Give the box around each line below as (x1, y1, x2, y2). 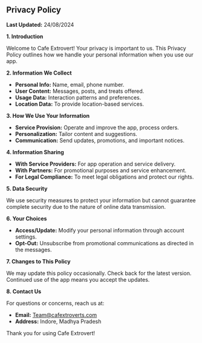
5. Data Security (6, 185, 48, 192)
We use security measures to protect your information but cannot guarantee (6, 197, 196, 204)
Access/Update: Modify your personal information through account (15, 226, 184, 234)
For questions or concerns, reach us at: (6, 299, 105, 307)
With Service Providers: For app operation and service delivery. (15, 160, 176, 168)
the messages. (15, 246, 52, 253)
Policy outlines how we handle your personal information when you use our (6, 51, 194, 58)
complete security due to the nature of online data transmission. (6, 203, 166, 210)
